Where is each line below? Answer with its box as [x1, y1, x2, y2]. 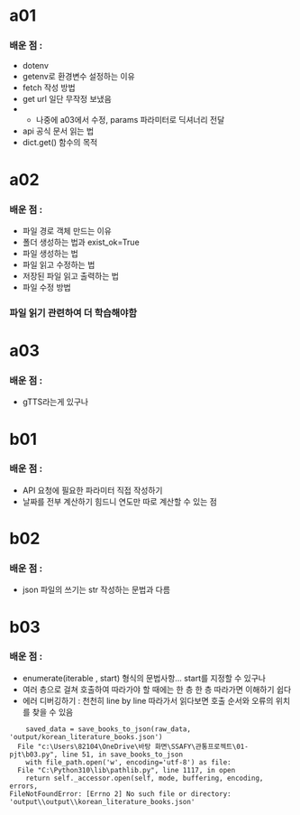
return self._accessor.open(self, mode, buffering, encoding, [25, 773, 264, 783]
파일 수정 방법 [22, 282, 71, 292]
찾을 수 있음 [32, 706, 74, 718]
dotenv [22, 60, 50, 71]
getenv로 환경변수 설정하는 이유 [22, 71, 135, 82]
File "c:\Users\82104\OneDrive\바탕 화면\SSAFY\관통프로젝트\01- [17, 742, 250, 751]
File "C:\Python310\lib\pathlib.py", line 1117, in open [17, 765, 236, 774]
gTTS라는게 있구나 [22, 396, 88, 407]
